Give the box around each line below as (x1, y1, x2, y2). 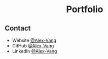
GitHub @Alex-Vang (12, 43, 54, 49)
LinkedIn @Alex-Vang (12, 48, 57, 54)
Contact (5, 24, 31, 33)
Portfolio (66, 4, 103, 15)
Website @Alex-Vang (12, 37, 57, 43)
